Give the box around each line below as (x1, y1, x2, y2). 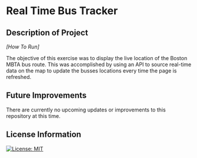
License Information (6, 130, 81, 140)
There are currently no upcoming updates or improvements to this (6, 106, 166, 113)
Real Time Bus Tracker (6, 4, 118, 18)
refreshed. (6, 74, 32, 80)
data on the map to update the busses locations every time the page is (6, 67, 177, 74)
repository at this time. (6, 112, 61, 119)
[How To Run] (6, 43, 40, 50)
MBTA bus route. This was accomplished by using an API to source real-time (6, 61, 192, 68)
